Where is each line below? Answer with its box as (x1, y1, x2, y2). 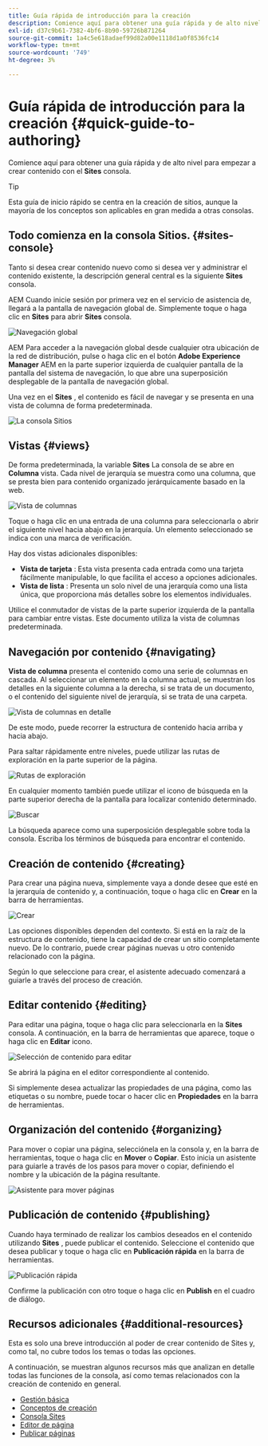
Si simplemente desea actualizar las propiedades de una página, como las (8, 1082, 252, 1093)
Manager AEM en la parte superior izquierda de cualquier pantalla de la (8, 360, 243, 369)
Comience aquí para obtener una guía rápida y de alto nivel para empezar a (8, 157, 257, 167)
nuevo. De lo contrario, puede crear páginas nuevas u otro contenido (8, 943, 235, 953)
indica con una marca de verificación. (8, 534, 132, 543)
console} (8, 241, 54, 255)
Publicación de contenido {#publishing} (8, 1208, 211, 1222)
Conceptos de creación (19, 1403, 97, 1413)
